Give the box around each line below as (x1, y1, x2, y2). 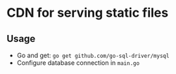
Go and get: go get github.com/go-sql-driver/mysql (16, 51, 170, 59)
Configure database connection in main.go (16, 59, 140, 67)
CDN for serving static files (6, 5, 169, 21)
